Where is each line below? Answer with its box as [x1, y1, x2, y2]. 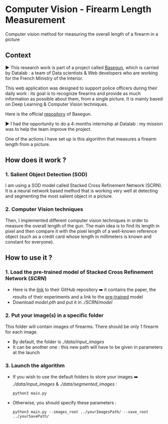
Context [5, 51, 31, 60]
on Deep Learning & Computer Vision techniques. [5, 101, 108, 107]
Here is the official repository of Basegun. [5, 111, 92, 117]
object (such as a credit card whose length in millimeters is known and [5, 233, 152, 240]
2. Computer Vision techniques [5, 206, 83, 213]
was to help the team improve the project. [5, 126, 92, 132]
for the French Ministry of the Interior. [5, 75, 83, 81]
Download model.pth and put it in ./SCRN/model [12, 299, 113, 305]
